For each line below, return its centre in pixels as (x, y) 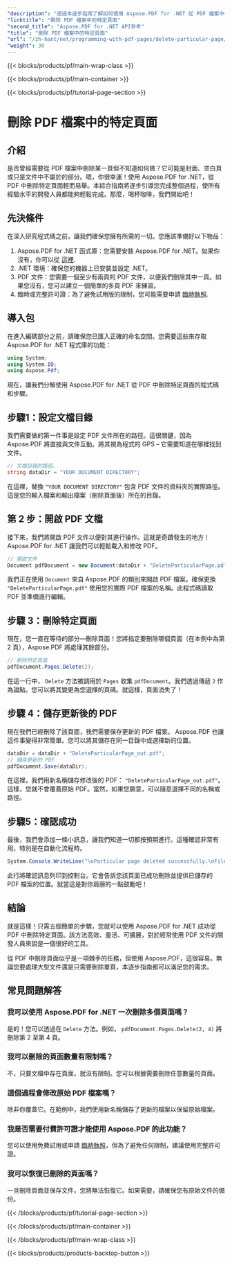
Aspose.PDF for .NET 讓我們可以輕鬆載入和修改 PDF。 (84, 545)
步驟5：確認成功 (42, 822)
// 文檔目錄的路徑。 (32, 466)
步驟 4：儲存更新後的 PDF (62, 713)
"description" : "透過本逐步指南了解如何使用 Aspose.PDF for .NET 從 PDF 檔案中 (116, 14)
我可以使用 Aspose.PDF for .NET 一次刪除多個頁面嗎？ (98, 1012)
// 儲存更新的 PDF (31, 760)
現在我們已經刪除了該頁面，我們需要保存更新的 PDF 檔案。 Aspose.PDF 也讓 (116, 731)
